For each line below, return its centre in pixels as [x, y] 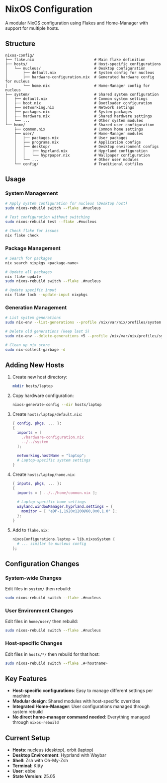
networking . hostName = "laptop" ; [52, 456]
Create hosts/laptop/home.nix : [44, 474]
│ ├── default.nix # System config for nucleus [80, 73]
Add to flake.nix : [30, 530]
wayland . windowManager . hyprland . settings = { [65, 507]
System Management [32, 193]
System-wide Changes [34, 578]
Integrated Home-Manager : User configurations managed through [81, 706]
